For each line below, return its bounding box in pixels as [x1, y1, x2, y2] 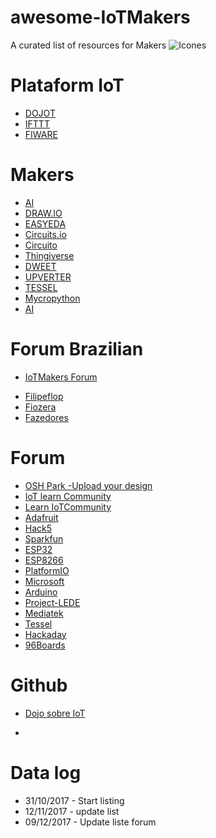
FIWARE [24, 128, 58, 140]
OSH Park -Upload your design [24, 479, 153, 491]
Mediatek [24, 607, 64, 619]
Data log [10, 761, 82, 784]
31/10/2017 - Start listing [24, 794, 125, 806]
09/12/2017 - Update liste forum [24, 816, 157, 828]
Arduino [24, 586, 58, 598]
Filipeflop [24, 390, 64, 402]
